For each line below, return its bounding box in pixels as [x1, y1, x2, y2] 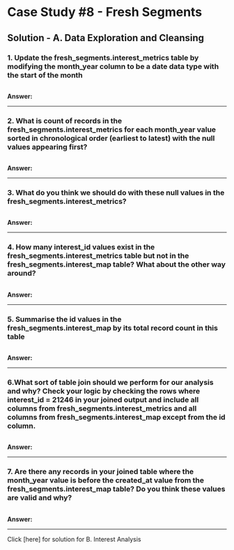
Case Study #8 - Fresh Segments [7, 4, 203, 20]
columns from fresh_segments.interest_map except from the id [7, 412, 226, 422]
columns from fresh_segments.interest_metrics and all [7, 403, 197, 413]
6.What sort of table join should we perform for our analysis [7, 377, 214, 387]
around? [7, 269, 36, 278]
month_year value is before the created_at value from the [7, 476, 204, 485]
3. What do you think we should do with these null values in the [7, 188, 225, 198]
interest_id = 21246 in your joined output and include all [7, 395, 199, 404]
